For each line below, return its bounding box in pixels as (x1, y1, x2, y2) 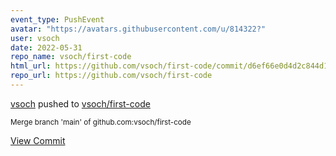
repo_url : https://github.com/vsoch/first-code (10, 71, 213, 81)
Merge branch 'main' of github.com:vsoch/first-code (10, 117, 192, 127)
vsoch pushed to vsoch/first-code (10, 97, 151, 110)
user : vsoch (10, 33, 60, 43)
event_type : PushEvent (10, 14, 105, 25)
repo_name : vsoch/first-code (10, 52, 132, 62)
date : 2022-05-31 (10, 42, 83, 53)
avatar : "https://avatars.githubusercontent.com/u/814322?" (10, 24, 267, 34)
